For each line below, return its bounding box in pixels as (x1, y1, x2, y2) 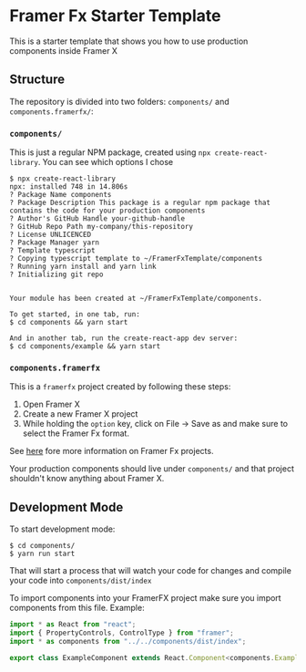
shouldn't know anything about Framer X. (9, 473, 165, 484)
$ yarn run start (9, 549, 76, 559)
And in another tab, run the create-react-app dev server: (9, 334, 239, 343)
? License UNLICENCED (9, 230, 92, 240)
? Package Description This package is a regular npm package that (9, 198, 271, 208)
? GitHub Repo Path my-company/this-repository (9, 222, 194, 232)
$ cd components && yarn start (9, 318, 128, 327)
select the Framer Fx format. (22, 428, 130, 439)
